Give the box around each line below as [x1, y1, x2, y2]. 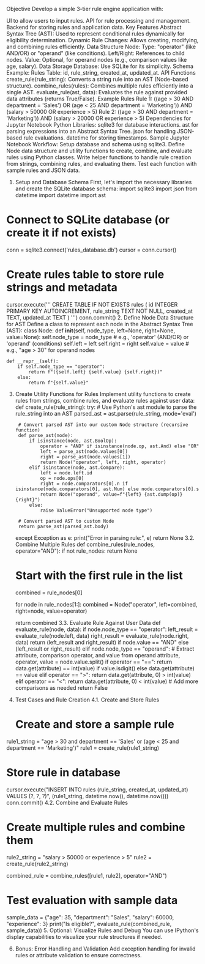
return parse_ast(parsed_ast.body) [18, 523, 109, 529]
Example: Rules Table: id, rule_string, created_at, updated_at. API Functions [6, 69, 196, 76]
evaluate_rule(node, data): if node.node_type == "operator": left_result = [15, 626, 198, 633]
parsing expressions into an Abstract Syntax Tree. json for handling [6, 128, 176, 135]
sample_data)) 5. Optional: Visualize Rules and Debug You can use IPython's [6, 927, 199, 934]
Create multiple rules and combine [6, 820, 185, 834]
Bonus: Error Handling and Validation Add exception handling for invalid [15, 945, 196, 952]
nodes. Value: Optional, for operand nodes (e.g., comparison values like [6, 56, 187, 63]
